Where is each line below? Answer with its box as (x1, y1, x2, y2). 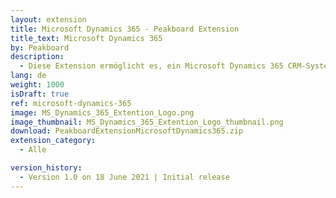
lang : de (10, 71, 47, 81)
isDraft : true (10, 89, 70, 99)
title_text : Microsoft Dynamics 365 (10, 33, 163, 43)
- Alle (19, 145, 47, 155)
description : (10, 52, 65, 62)
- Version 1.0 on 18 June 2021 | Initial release (19, 172, 230, 182)
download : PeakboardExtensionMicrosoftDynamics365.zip (10, 126, 244, 136)
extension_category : (10, 136, 97, 146)
